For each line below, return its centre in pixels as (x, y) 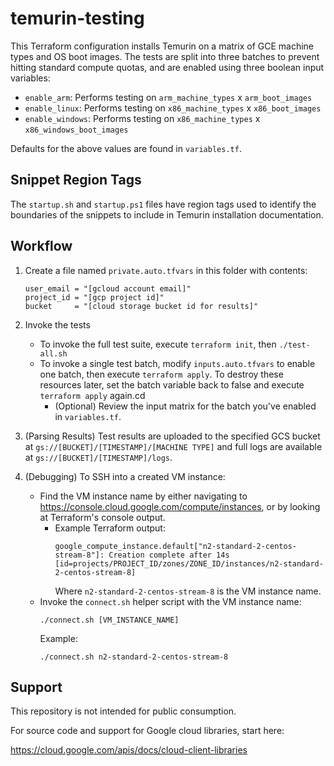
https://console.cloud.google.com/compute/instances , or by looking (180, 506)
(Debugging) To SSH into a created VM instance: (125, 476)
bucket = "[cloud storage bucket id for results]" (141, 306)
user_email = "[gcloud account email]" (108, 288)
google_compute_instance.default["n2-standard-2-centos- (175, 546)
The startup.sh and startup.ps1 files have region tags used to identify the (163, 204)
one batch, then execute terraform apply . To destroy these (161, 374)
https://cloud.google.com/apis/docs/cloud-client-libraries (129, 750)
